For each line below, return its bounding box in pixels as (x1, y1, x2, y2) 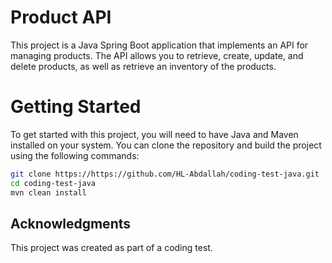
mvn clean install (10, 187, 87, 198)
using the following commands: (10, 149, 140, 161)
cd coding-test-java (10, 178, 97, 188)
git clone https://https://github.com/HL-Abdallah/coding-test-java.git (10, 169, 320, 179)
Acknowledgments (10, 215, 132, 232)
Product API (10, 6, 112, 29)
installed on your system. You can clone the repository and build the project (10, 139, 322, 151)
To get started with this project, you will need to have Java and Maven (10, 128, 299, 140)
